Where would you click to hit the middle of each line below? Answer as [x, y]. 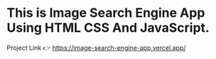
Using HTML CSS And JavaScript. [108, 28]
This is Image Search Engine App [106, 13]
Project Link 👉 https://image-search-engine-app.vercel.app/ [96, 48]
